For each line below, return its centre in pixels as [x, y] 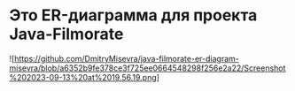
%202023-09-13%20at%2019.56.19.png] [84, 77]
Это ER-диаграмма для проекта [133, 15]
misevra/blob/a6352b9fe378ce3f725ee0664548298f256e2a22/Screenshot [147, 68]
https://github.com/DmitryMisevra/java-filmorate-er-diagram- [127, 58]
